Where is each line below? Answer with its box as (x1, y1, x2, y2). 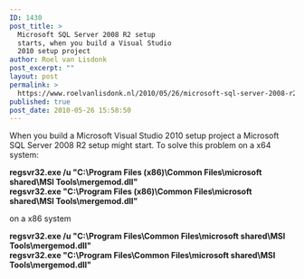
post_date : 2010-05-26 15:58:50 (9, 106, 131, 115)
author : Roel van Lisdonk (9, 55, 107, 64)
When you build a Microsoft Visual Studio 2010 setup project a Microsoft (9, 130, 280, 141)
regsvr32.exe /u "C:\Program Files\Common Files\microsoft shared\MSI (9, 231, 286, 242)
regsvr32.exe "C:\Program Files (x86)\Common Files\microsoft (9, 186, 252, 197)
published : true (9, 97, 71, 107)
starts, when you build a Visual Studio (17, 38, 172, 48)
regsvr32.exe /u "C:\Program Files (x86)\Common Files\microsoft (9, 167, 262, 178)
